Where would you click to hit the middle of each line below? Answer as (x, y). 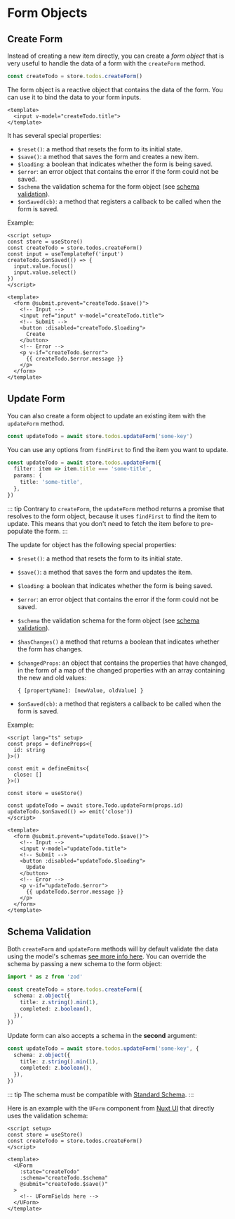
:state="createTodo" (50, 1172)
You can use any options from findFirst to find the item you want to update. (118, 449)
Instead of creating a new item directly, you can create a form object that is (116, 56)
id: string (29, 750)
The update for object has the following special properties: (92, 544)
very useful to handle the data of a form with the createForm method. (106, 63)
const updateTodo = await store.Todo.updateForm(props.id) (95, 805)
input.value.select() (45, 273)
